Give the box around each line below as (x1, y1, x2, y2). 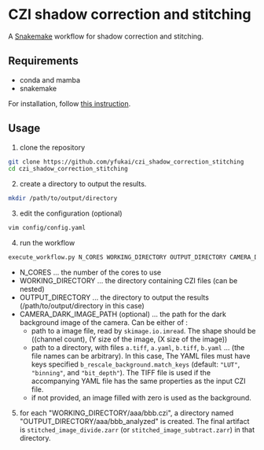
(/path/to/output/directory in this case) (19, 301, 145, 310)
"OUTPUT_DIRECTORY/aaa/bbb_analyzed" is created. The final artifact (19, 416, 250, 426)
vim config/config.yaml (8, 224, 86, 232)
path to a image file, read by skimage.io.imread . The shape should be (31, 326, 256, 335)
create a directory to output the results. (19, 179, 147, 189)
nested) (19, 284, 45, 293)
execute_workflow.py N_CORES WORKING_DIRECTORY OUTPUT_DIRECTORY (8, 253, 226, 261)
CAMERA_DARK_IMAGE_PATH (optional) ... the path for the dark (19, 309, 226, 319)
